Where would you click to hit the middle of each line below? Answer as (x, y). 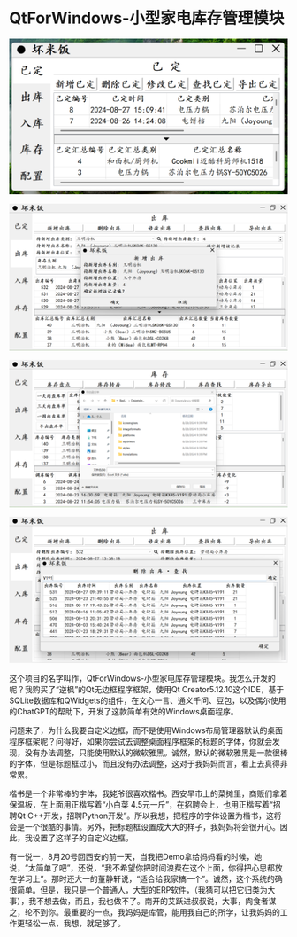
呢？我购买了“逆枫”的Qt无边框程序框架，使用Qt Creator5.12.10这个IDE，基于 (147, 690)
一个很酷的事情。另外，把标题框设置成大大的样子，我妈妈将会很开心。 (152, 827)
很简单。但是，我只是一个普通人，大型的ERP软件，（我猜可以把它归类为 (138, 890)
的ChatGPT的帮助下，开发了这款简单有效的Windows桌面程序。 (124, 712)
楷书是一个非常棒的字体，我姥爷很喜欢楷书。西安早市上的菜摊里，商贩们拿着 (148, 793)
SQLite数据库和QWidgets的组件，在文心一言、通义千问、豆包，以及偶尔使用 (148, 700)
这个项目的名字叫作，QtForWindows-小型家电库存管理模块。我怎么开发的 (143, 678)
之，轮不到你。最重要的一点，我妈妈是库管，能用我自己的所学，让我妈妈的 (145, 912)
